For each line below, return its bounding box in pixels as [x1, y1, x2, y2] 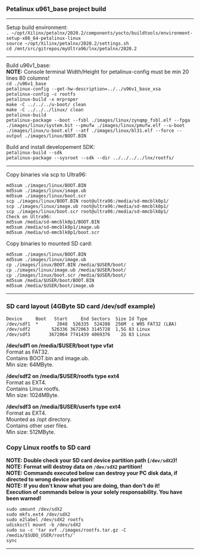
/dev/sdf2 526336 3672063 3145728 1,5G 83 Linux [6, 326, 151, 332]
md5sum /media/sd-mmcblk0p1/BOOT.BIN [6, 219, 100, 225]
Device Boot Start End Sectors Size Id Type [6, 315, 148, 322]
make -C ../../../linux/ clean [6, 107, 84, 113]
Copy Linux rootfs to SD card [6, 443, 91, 451]
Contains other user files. [6, 422, 68, 429]
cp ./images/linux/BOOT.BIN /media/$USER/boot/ [6, 262, 127, 268]
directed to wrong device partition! [6, 476, 94, 483]
